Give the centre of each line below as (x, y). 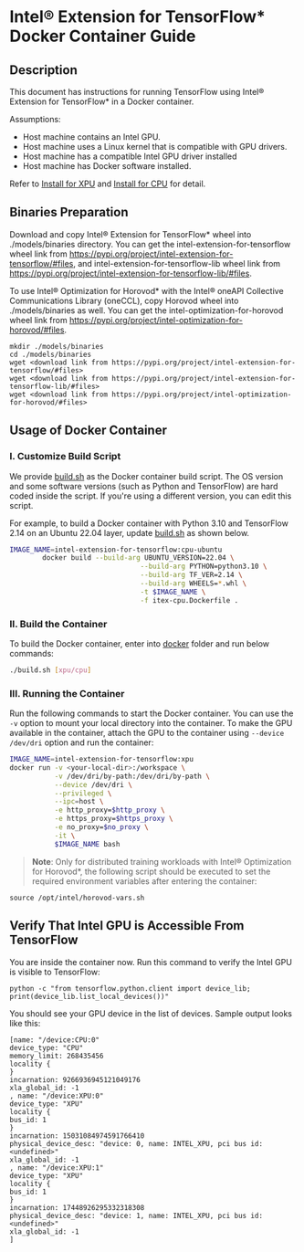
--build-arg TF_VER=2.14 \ (192, 575)
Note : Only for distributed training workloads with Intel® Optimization (162, 861)
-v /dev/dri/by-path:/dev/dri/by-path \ (132, 776)
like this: (25, 1023)
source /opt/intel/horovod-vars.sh (77, 898)
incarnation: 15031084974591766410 (77, 1136)
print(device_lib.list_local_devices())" (89, 996)
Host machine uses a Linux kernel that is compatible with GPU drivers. (155, 147)
